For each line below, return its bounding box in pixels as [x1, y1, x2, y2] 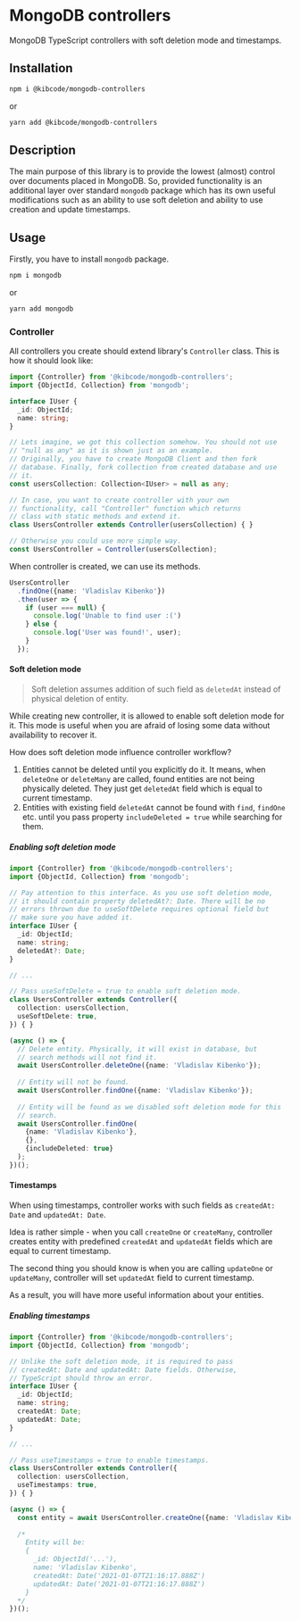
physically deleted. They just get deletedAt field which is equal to [21, 783, 263, 794]
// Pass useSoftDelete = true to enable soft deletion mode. [9, 987, 242, 996]
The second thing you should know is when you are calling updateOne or [9, 1263, 274, 1274]
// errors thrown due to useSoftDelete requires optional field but [9, 905, 270, 914]
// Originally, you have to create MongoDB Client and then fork [9, 454, 257, 464]
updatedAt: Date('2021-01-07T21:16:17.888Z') [32, 1579, 205, 1589]
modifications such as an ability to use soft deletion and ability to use [9, 195, 263, 205]
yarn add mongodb [9, 304, 74, 313]
